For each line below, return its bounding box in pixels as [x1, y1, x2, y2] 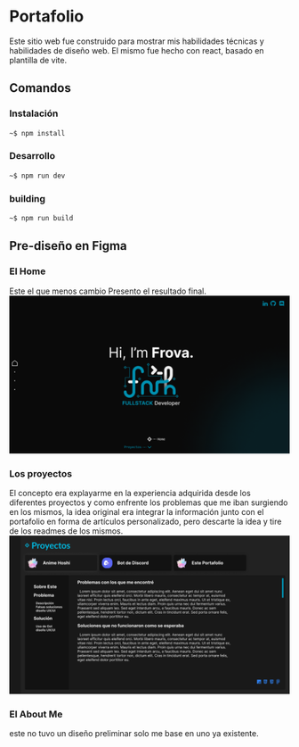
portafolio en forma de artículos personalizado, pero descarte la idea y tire [9, 516, 282, 527]
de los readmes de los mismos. [9, 526, 124, 536]
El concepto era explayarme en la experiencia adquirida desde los [9, 488, 251, 499]
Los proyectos [9, 467, 73, 479]
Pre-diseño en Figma [9, 238, 127, 253]
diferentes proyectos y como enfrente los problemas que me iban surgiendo [9, 497, 288, 508]
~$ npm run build [9, 213, 74, 222]
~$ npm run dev [9, 171, 66, 180]
